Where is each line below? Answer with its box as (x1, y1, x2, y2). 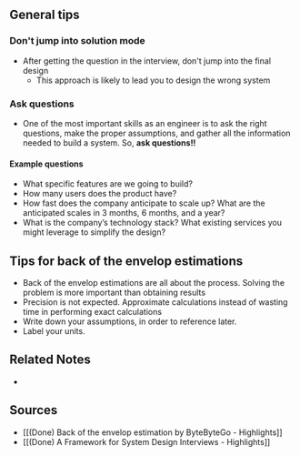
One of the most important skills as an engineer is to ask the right (22, 117, 267, 128)
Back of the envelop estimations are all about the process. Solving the (22, 278, 285, 288)
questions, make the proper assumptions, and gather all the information (22, 127, 291, 138)
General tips (9, 7, 80, 23)
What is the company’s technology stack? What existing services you (22, 218, 282, 228)
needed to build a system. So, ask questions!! (22, 137, 196, 148)
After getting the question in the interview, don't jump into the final (22, 55, 271, 66)
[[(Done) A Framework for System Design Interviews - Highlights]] (22, 436, 271, 447)
